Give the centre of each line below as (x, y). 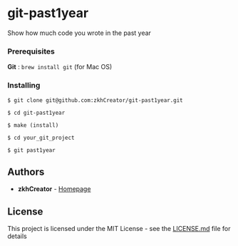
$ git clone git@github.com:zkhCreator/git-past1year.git (95, 100)
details (17, 236)
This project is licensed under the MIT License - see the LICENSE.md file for (119, 229)
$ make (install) (33, 125)
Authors (26, 171)
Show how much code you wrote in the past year (79, 33)
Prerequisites (31, 51)
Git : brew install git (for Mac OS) (60, 67)
